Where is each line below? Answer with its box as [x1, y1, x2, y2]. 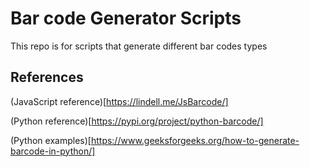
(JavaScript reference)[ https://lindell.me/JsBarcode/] [10, 95, 229, 107]
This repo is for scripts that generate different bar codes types [10, 40, 268, 52]
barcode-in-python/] [10, 145, 96, 157]
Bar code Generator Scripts [10, 7, 242, 30]
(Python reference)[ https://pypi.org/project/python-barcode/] [10, 115, 264, 127]
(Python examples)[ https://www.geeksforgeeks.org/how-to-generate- [10, 134, 300, 146]
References [10, 69, 84, 86]
